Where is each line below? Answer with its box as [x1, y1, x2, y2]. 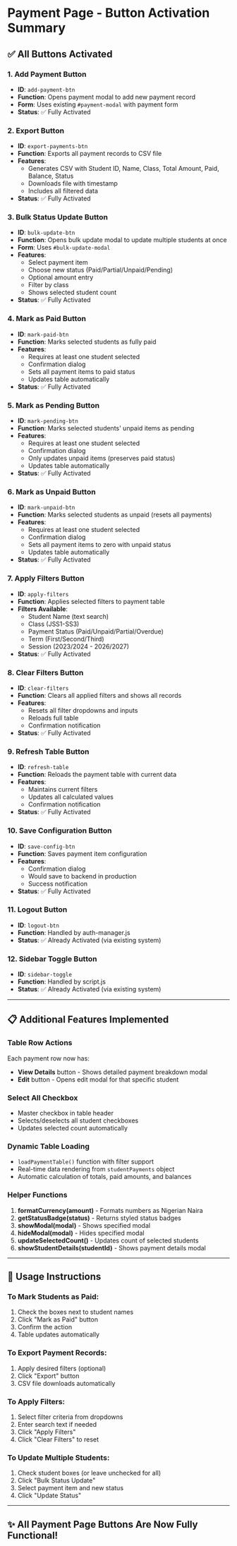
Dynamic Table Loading [7, 1142, 90, 1152]
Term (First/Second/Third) [28, 634, 104, 643]
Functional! [7, 1529, 59, 1541]
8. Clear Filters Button [7, 668, 84, 677]
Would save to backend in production [28, 871, 137, 880]
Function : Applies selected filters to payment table [17, 597, 165, 605]
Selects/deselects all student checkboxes [17, 1116, 139, 1125]
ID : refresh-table [17, 763, 69, 771]
